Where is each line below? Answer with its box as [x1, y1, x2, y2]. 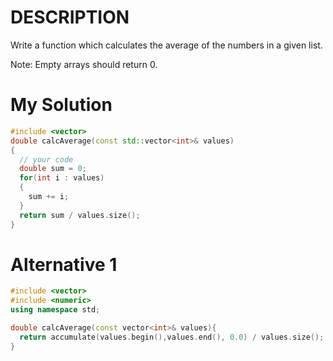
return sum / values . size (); [19, 210, 141, 220]
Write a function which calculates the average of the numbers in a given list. [10, 39, 323, 51]
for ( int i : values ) [19, 173, 105, 183]
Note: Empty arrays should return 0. [10, 58, 158, 70]
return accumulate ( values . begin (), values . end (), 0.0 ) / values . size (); [19, 332, 325, 342]
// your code [19, 154, 74, 165]
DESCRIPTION [10, 6, 130, 29]
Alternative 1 [10, 253, 118, 276]
